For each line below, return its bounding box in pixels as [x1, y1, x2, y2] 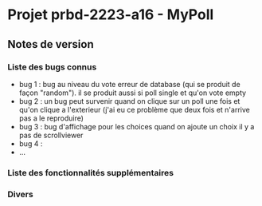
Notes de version [7, 38, 95, 51]
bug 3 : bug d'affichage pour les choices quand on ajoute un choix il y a [18, 121, 255, 131]
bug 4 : [18, 138, 43, 149]
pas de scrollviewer [18, 130, 84, 140]
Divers [7, 188, 33, 200]
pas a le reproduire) [18, 113, 84, 123]
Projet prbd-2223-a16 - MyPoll [7, 6, 214, 24]
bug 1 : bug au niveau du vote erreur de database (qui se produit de [18, 79, 240, 89]
